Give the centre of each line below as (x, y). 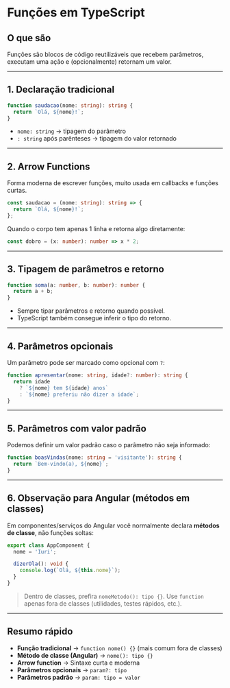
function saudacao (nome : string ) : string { (70, 105)
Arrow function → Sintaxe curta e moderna (78, 663)
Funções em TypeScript (76, 13)
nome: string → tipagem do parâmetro (72, 131)
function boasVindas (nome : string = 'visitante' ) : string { (95, 458)
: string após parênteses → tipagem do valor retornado (97, 139)
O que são (29, 38)
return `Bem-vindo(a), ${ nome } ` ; (61, 464)
